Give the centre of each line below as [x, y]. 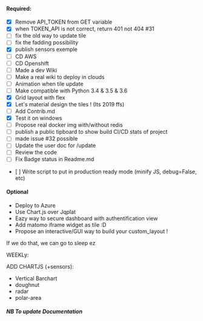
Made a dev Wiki [36, 70]
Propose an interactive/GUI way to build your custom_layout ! [92, 231]
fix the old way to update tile [51, 36]
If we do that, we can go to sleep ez [51, 243]
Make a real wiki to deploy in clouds [60, 77]
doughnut [27, 285]
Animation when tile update [49, 84]
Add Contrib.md [35, 111]
